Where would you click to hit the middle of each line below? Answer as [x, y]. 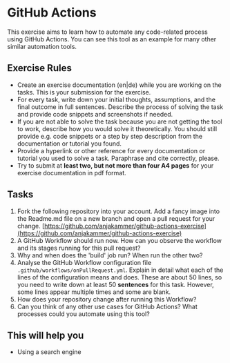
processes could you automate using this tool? [83, 314]
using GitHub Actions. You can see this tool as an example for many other [112, 39]
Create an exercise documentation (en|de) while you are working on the [119, 85]
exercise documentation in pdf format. [71, 173]
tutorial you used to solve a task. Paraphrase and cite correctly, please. [118, 158]
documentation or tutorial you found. [69, 144]
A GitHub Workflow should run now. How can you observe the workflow [119, 240]
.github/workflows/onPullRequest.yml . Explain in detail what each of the [120, 270]
